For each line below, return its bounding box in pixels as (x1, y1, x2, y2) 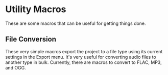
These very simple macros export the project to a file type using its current (5, 48, 163, 54)
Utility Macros (5, 4, 66, 15)
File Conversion (5, 35, 56, 44)
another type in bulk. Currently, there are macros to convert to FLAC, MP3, (5, 59, 162, 65)
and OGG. (5, 64, 27, 70)
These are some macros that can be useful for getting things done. (5, 20, 147, 26)
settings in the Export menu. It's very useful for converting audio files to (5, 54, 157, 60)
